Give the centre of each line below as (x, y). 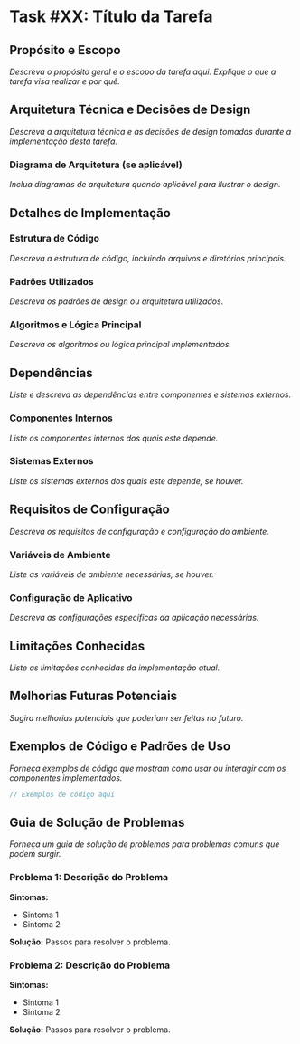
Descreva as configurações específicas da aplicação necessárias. (134, 618)
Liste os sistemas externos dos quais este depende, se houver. (127, 480)
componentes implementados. (66, 778)
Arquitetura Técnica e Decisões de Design (130, 110)
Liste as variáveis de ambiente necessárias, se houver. (112, 574)
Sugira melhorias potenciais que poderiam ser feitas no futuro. (127, 717)
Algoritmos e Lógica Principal (75, 325)
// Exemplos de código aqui (62, 794)
